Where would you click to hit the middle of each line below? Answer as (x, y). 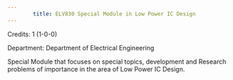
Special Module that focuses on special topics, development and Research (117, 62)
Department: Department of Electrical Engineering (81, 47)
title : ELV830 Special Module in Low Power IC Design (114, 14)
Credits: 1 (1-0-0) (32, 34)
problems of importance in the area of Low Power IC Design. (96, 69)
